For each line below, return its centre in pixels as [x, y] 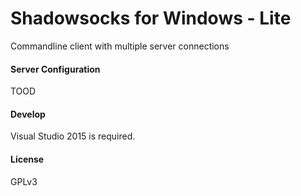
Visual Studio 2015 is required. [73, 136]
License [27, 159]
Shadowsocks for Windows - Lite [151, 18]
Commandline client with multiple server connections [120, 46]
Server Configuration [55, 69]
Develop [28, 114]
